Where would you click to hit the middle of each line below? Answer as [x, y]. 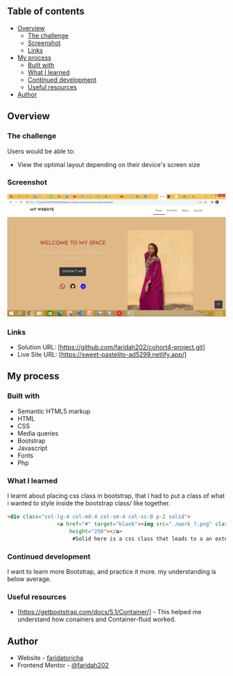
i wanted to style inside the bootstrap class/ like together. [89, 503]
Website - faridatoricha [50, 657]
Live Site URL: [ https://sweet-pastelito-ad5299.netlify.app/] [102, 355]
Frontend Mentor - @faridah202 [63, 665]
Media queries [38, 433]
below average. [29, 579]
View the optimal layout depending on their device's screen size [109, 164]
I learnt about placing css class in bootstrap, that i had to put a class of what [116, 496]
